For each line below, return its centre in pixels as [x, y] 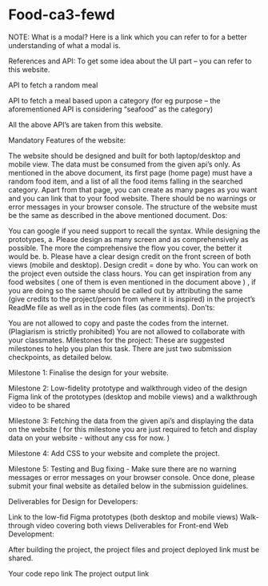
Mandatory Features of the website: [67, 140]
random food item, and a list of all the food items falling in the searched [126, 181]
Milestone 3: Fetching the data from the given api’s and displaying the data [131, 420]
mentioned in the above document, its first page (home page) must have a [130, 172]
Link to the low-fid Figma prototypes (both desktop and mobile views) [123, 517]
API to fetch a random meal [53, 85]
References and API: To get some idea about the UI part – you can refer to [130, 61]
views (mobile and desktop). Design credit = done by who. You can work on [133, 265]
